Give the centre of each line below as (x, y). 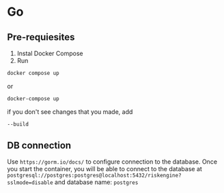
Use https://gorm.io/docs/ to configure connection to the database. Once (112, 162)
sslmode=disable (30, 183)
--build (18, 124)
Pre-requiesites (41, 37)
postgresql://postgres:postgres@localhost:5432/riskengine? (95, 176)
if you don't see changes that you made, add (70, 112)
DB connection (39, 146)
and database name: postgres (96, 182)
